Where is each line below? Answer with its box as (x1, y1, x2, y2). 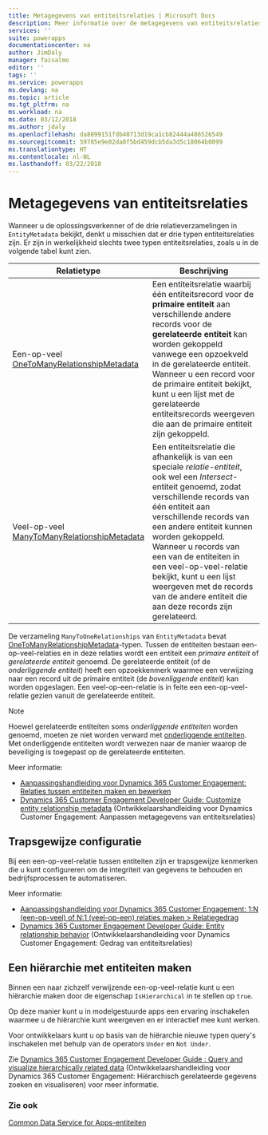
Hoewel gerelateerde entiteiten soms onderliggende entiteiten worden (8, 722, 238, 731)
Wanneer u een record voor (152, 369, 255, 380)
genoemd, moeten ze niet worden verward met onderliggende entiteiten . (8, 730, 247, 740)
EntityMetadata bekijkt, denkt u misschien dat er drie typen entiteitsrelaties (8, 229, 255, 239)
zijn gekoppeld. (152, 429, 210, 440)
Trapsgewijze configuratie (8, 835, 142, 848)
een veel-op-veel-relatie (152, 561, 249, 572)
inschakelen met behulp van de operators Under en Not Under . (8, 1038, 211, 1048)
